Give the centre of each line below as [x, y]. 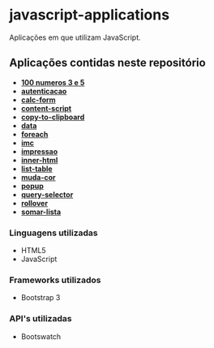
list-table [36, 169]
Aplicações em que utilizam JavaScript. [75, 37]
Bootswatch [41, 336]
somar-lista [41, 212]
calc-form [38, 100]
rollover [34, 203]
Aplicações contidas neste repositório [107, 63]
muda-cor [38, 177]
